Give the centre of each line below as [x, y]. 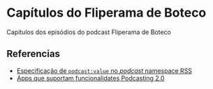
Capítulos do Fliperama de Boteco [106, 13]
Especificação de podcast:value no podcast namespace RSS [104, 70]
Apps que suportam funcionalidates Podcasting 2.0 [90, 78]
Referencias [34, 54]
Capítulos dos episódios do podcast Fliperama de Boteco [89, 32]
